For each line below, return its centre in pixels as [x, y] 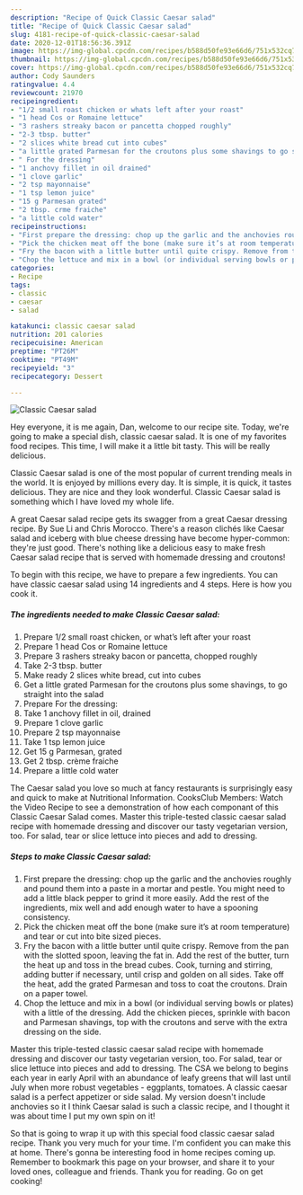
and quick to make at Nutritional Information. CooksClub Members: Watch [147, 798]
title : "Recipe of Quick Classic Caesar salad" [101, 26]
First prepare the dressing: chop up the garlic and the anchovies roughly [157, 879]
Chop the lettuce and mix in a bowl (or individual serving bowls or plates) [159, 1004]
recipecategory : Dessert [57, 376]
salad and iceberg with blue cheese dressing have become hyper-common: [150, 538]
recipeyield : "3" [43, 368]
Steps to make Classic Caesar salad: [81, 856]
